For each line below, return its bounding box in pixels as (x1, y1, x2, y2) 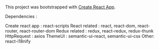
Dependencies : (5, 14, 38, 19)
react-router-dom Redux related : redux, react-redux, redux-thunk (19, 28, 154, 33)
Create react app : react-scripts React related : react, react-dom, (5, 23, 137, 29)
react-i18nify (5, 38, 31, 44)
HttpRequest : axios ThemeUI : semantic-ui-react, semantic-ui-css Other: (5, 33, 155, 39)
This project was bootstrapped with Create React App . (5, 4, 116, 10)
